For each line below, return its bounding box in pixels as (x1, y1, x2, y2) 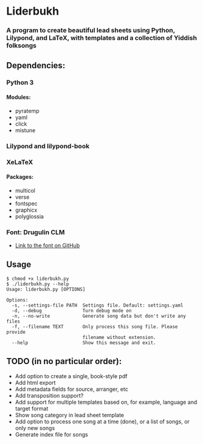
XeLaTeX (6, 158, 33, 167)
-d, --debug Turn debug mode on (12, 307, 132, 313)
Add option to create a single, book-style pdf (15, 372, 128, 379)
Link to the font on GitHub (15, 242, 80, 249)
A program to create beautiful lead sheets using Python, (6, 26, 175, 35)
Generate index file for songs (15, 431, 88, 438)
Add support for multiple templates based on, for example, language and (15, 398, 198, 406)
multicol (15, 187, 35, 194)
